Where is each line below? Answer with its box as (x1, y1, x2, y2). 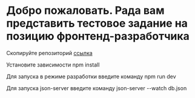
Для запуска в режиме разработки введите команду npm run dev (6, 73, 177, 80)
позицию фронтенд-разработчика (6, 30, 190, 43)
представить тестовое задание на (6, 16, 188, 30)
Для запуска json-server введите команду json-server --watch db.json (6, 84, 187, 91)
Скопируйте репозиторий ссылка (6, 49, 93, 56)
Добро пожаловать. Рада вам (6, 4, 165, 18)
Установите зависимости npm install (6, 61, 100, 68)
